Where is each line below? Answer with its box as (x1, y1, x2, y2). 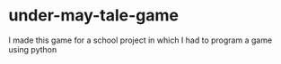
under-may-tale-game (8, 5, 180, 26)
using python (8, 44, 57, 54)
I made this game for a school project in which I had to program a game (8, 35, 273, 45)
